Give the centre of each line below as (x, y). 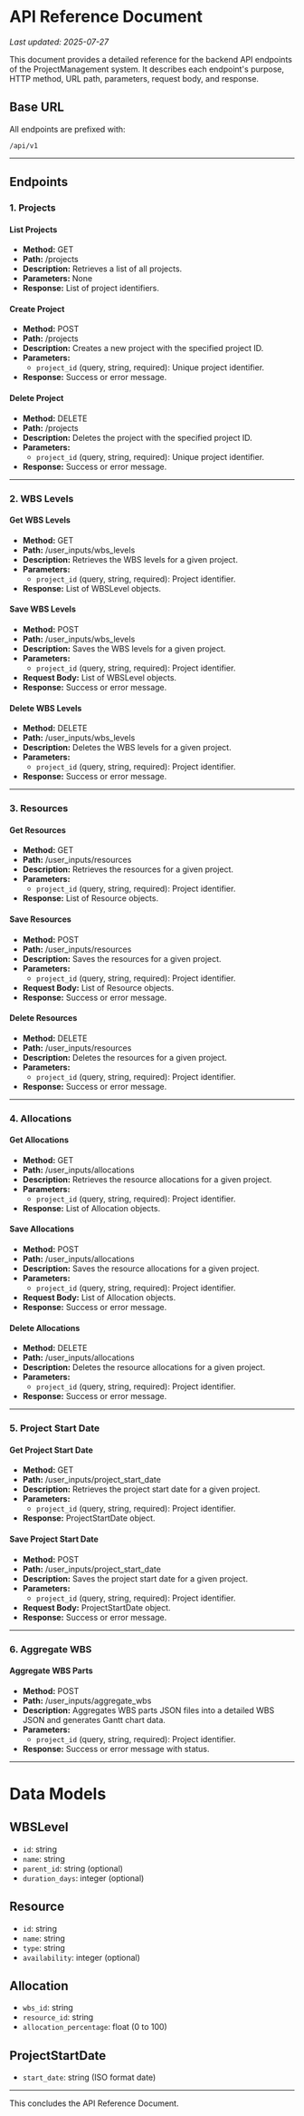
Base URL (37, 108)
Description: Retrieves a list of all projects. (102, 269)
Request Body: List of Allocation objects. (99, 1298)
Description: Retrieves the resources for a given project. (128, 869)
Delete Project (37, 398)
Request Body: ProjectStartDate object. (96, 1607)
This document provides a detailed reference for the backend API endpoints (151, 59)
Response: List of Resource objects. (90, 898)
